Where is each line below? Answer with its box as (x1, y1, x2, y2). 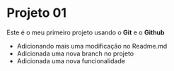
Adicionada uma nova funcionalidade (16, 56, 125, 65)
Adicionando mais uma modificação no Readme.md (16, 41, 168, 50)
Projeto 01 (6, 5, 67, 21)
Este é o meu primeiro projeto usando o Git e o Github (6, 28, 165, 37)
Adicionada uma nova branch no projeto (16, 49, 134, 58)
